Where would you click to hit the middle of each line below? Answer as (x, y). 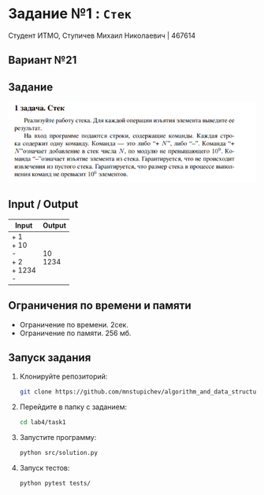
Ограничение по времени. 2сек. (74, 324)
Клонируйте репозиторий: (63, 377)
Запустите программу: (58, 438)
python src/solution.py (59, 453)
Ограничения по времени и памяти (100, 306)
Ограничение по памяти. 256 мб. (75, 333)
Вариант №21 (43, 60)
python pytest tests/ (55, 484)
